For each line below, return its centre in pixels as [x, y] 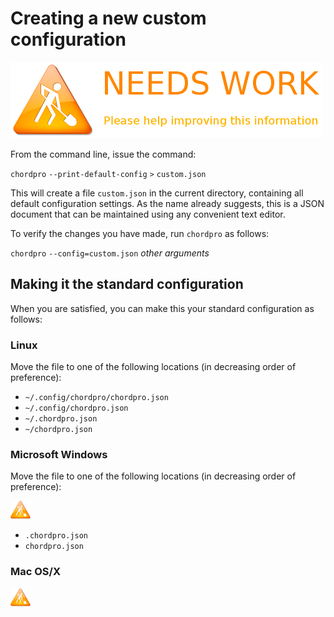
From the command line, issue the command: [103, 154]
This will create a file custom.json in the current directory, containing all [157, 193]
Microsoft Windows [59, 454]
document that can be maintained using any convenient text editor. [148, 214]
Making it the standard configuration [127, 284]
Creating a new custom [108, 18]
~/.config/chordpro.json [76, 408]
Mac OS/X [35, 572]
